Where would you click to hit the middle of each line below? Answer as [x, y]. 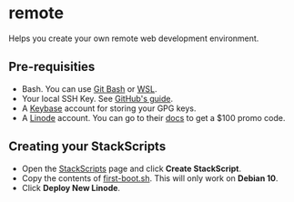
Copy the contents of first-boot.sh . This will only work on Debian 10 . [150, 178]
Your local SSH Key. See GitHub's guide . [97, 98]
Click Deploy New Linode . [71, 187]
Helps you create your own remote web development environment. [134, 38]
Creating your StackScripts [87, 147]
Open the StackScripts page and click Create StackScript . [132, 168]
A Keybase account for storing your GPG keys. [109, 108]
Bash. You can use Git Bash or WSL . [89, 88]
